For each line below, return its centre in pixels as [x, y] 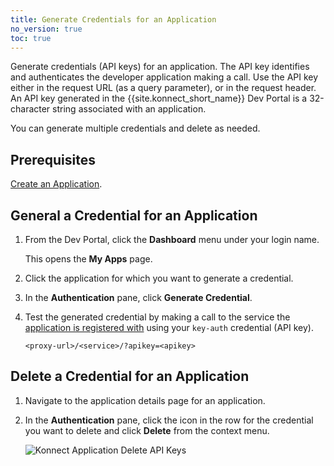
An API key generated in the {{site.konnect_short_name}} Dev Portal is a [159, 98]
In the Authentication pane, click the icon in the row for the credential [169, 420]
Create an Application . [56, 184]
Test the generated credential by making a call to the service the [157, 317]
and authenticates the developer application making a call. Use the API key [164, 77]
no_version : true [46, 29]
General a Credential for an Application [134, 215]
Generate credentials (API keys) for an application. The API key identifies [160, 67]
